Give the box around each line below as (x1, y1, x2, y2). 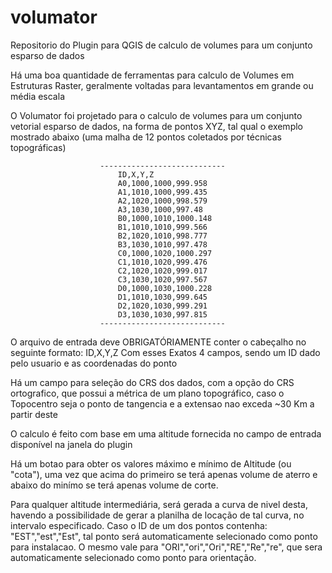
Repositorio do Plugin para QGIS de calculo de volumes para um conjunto (10, 39, 313, 51)
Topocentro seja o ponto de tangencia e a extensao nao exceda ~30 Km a (10, 397, 315, 410)
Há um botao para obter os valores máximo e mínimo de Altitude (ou (10, 457, 292, 470)
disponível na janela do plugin (10, 438, 133, 450)
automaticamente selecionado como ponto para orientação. (10, 551, 257, 563)
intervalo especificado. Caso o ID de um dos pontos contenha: (10, 519, 268, 531)
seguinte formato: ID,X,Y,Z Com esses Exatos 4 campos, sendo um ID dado (10, 346, 321, 358)
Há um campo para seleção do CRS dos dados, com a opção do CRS (10, 376, 295, 388)
